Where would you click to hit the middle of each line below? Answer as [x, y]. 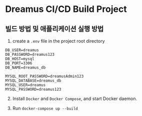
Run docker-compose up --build [45, 108]
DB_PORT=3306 [19, 63]
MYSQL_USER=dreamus [25, 85]
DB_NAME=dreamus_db [25, 68]
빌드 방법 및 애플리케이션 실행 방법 [54, 29]
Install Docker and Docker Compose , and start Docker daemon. [75, 99]
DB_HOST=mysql [20, 59]
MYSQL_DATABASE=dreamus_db [33, 81]
